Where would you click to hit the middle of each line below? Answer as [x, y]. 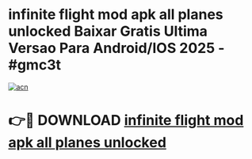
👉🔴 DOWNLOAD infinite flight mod [126, 121]
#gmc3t [35, 65]
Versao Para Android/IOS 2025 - [116, 48]
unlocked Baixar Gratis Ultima [108, 31]
